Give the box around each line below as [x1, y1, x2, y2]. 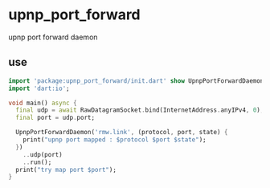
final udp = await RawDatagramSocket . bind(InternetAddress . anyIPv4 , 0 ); [15, 106, 264, 114]
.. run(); [22, 158, 52, 166]
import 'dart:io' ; [8, 84, 70, 92]
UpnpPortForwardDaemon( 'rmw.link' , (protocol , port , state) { [15, 129, 228, 137]
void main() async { [8, 99, 78, 107]
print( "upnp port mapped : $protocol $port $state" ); [22, 136, 207, 144]
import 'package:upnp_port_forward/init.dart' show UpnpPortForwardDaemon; [8, 76, 268, 85]
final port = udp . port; [15, 114, 95, 122]
